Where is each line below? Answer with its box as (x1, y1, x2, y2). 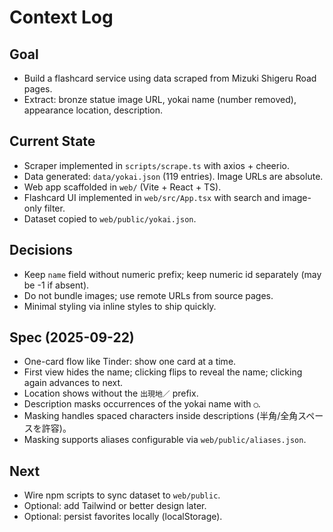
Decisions (9, 242, 73, 259)
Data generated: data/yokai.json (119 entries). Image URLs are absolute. (23, 170, 324, 182)
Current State (9, 133, 96, 150)
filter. (43, 202, 66, 214)
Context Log (9, 6, 114, 29)
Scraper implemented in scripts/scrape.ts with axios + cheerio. (23, 159, 290, 171)
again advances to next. (23, 377, 124, 389)
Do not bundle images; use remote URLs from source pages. (23, 289, 274, 301)
